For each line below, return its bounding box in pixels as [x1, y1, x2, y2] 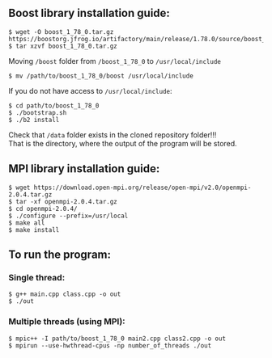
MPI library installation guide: [8, 162, 160, 176]
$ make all [8, 218, 45, 227]
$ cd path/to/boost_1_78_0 [8, 101, 100, 110]
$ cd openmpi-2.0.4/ [8, 204, 79, 213]
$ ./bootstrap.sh [8, 108, 67, 116]
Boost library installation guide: [8, 6, 170, 20]
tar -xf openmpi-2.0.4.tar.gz [15, 197, 117, 205]
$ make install [8, 225, 60, 234]
